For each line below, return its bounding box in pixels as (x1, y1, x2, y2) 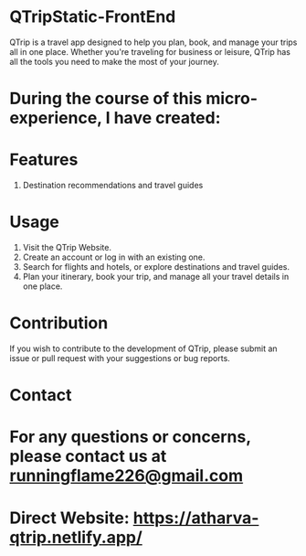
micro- (205, 89, 259, 109)
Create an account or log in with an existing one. (22, 251, 206, 262)
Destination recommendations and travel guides (22, 180, 204, 191)
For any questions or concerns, (9, 427, 251, 447)
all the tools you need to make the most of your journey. (9, 56, 219, 67)
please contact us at (9, 446, 167, 467)
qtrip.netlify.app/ (9, 527, 143, 548)
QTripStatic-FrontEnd (9, 6, 176, 27)
